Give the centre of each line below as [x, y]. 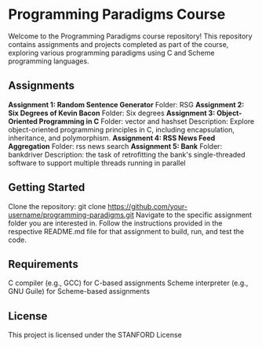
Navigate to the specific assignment [194, 215]
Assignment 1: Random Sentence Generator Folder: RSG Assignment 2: [126, 104]
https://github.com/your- [148, 206]
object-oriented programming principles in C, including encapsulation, [122, 129]
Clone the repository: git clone [57, 206]
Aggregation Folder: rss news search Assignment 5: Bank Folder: [115, 146]
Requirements [43, 264]
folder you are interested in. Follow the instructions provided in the [115, 223]
